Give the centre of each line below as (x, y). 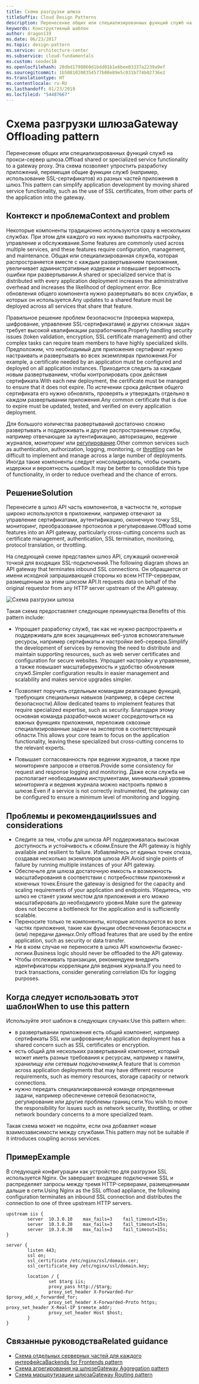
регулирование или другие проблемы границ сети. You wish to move (101, 1101)
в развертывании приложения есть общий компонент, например (97, 1032)
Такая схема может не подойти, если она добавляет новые (81, 1126)
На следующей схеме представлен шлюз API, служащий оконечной (92, 557)
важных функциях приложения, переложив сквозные (82, 723)
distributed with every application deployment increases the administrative (97, 280)
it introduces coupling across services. (53, 1138)
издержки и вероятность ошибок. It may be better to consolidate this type (97, 468)
